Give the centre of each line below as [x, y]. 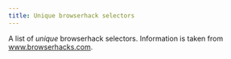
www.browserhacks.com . [51, 47]
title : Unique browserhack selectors [72, 16]
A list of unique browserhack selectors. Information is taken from [116, 38]
